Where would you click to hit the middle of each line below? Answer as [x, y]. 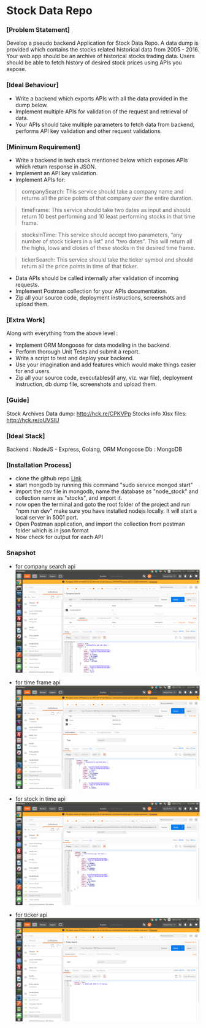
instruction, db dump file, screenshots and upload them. [86, 384]
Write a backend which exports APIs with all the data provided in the [101, 98]
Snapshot [21, 553]
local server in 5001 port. [47, 518]
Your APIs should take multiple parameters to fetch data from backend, [105, 124]
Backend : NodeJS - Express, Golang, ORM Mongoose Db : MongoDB [94, 449]
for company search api [45, 566]
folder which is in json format [52, 531]
